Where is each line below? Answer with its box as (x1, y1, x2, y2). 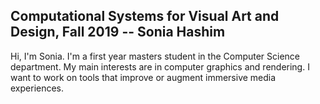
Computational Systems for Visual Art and (10, 8, 280, 25)
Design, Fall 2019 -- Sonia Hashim (10, 24, 226, 41)
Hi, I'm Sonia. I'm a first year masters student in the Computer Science (10, 50, 301, 62)
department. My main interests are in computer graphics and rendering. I (10, 60, 310, 73)
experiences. (10, 82, 65, 94)
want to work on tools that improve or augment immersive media (10, 71, 277, 83)
